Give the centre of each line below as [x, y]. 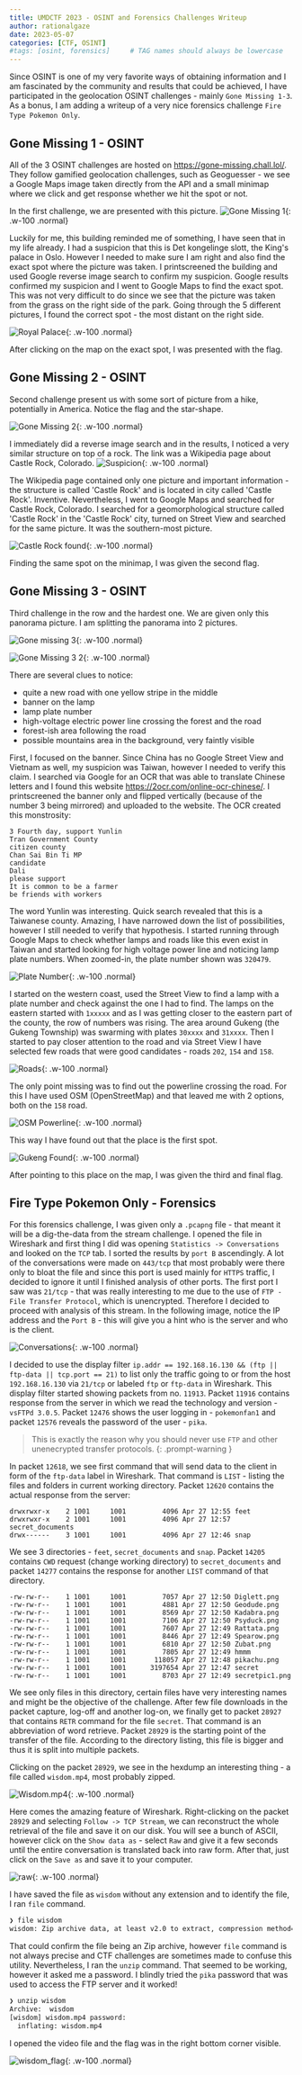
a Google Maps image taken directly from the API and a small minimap [139, 184]
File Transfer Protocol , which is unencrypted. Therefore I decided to [139, 1301]
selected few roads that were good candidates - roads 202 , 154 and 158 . [142, 1051]
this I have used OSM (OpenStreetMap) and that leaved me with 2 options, [147, 1095]
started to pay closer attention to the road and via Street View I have [136, 1041]
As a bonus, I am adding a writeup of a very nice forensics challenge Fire [145, 105]
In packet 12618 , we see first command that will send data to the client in [143, 1467]
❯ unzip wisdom [38, 2001]
